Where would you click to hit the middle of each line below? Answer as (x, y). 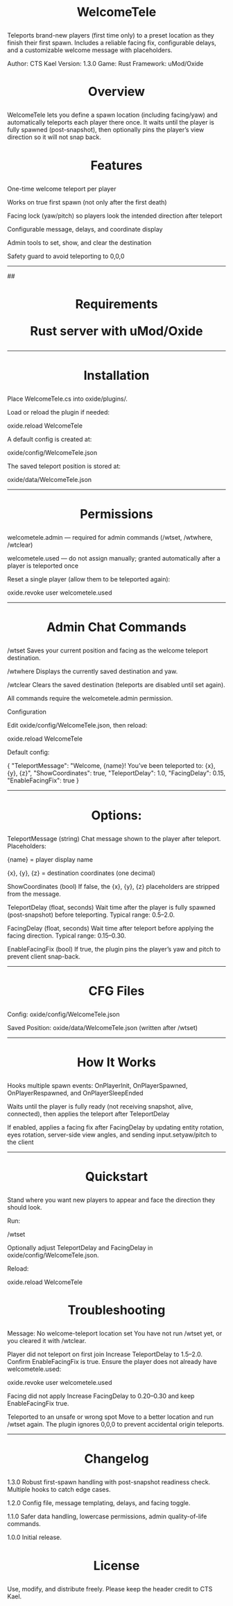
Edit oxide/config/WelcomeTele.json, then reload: (77, 725)
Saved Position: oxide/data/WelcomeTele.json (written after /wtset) (103, 1027)
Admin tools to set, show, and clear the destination (79, 242)
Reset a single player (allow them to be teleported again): (89, 579)
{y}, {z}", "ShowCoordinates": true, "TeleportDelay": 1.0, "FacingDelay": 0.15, (116, 773)
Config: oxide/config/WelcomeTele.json (63, 1014)
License (116, 1565)
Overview (116, 92)
